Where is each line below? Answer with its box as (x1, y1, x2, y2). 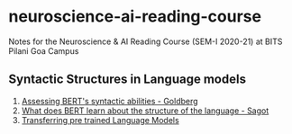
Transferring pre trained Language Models (21, 114, 179, 125)
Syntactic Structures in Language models (8, 72, 247, 87)
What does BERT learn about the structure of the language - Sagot (21, 105, 269, 116)
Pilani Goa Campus (8, 45, 79, 56)
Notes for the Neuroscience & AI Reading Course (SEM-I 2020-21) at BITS (8, 36, 283, 47)
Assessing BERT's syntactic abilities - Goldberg (21, 95, 199, 106)
